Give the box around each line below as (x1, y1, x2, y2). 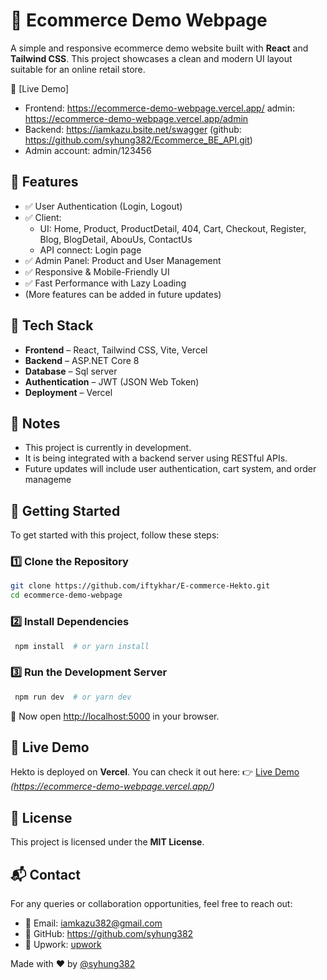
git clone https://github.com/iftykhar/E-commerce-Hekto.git (10, 581, 271, 591)
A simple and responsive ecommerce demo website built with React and (10, 42, 309, 54)
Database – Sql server (24, 365, 118, 377)
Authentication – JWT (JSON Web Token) (24, 375, 200, 388)
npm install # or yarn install (14, 641, 150, 651)
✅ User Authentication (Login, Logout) (24, 200, 183, 212)
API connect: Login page (39, 244, 142, 256)
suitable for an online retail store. (10, 63, 146, 75)
